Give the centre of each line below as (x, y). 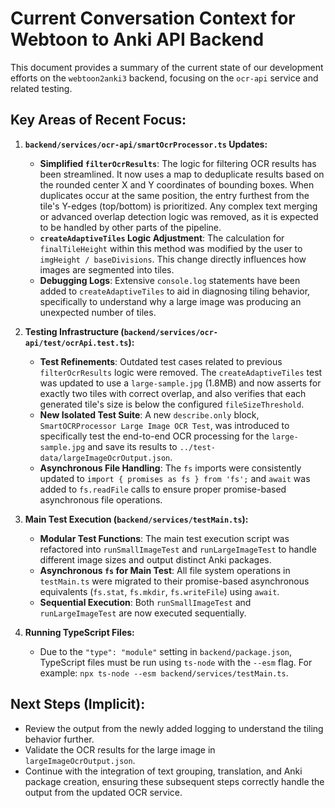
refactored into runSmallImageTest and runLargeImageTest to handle (178, 549)
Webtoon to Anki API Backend (137, 39)
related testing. (41, 88)
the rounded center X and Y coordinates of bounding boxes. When (177, 184)
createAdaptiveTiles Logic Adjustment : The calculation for (162, 238)
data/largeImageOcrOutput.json (105, 458)
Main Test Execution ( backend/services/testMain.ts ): (136, 519)
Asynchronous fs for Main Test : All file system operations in (165, 570)
